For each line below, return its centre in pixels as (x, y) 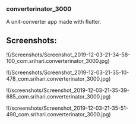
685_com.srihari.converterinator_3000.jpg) (58, 97)
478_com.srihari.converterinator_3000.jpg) (58, 79)
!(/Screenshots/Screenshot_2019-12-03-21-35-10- (68, 72)
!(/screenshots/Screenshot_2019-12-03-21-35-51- (67, 108)
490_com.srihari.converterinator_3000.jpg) (58, 115)
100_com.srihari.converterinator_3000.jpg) (58, 61)
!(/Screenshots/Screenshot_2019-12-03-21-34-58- (68, 55)
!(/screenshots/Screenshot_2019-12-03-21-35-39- (68, 90)
